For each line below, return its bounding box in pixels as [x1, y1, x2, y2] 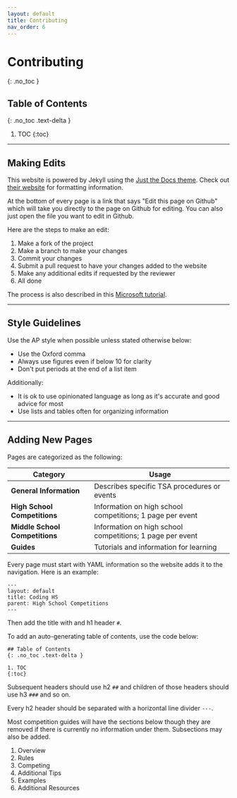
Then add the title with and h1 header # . [7, 618, 122, 627]
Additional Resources [17, 783, 80, 792]
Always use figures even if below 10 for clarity [17, 357, 152, 365]
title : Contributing [7, 17, 68, 24]
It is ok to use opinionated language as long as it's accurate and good [17, 392, 220, 400]
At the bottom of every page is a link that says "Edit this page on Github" [7, 197, 218, 205]
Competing [17, 761, 51, 769]
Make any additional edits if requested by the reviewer [17, 269, 176, 277]
